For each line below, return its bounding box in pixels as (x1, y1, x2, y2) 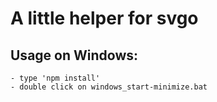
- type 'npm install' (10, 73, 101, 83)
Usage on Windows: (10, 47, 139, 64)
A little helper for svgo (10, 7, 199, 30)
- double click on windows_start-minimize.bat (10, 82, 208, 92)
